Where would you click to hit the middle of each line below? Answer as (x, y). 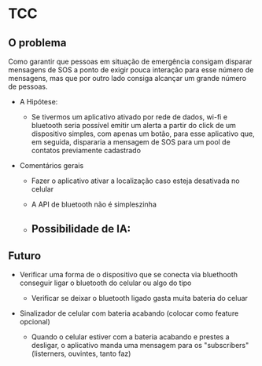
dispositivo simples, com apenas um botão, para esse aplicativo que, (143, 134)
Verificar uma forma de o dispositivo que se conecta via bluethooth (129, 275)
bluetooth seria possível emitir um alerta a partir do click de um (133, 125)
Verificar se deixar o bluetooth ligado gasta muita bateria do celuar (139, 298)
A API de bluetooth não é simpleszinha (94, 204)
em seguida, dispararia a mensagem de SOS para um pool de (131, 142)
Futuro (25, 256)
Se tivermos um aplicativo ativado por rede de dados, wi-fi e (129, 117)
